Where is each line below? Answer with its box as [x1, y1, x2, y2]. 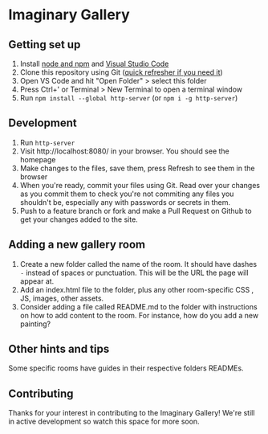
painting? [19, 319, 51, 329]
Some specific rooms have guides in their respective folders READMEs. [8, 363, 244, 373]
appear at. [19, 276, 55, 286]
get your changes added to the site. [19, 215, 138, 224]
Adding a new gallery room [8, 238, 146, 252]
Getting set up [8, 38, 81, 51]
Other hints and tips [8, 342, 110, 356]
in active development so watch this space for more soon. [8, 416, 200, 427]
